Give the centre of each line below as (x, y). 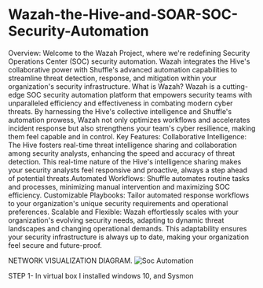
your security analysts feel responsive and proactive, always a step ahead (128, 170)
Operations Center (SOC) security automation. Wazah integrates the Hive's (129, 61)
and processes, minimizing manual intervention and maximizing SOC (119, 186)
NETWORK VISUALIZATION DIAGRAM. (70, 260)
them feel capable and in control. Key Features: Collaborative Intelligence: (128, 136)
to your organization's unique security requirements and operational (118, 203)
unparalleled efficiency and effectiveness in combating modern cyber (121, 103)
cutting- (236, 86)
